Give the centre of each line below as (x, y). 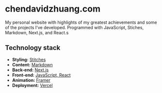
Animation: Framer (31, 80)
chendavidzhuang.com (53, 9)
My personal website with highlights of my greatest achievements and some (81, 22)
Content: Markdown (32, 64)
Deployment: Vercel (32, 85)
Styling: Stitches (29, 60)
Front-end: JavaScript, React (41, 75)
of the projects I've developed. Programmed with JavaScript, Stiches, (74, 27)
